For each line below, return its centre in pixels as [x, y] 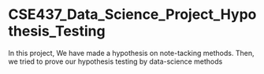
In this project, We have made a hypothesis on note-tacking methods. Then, [131, 53]
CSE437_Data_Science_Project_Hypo [132, 15]
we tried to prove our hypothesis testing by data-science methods [115, 61]
